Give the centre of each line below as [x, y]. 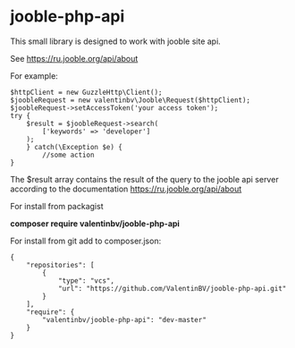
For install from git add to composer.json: [86, 241]
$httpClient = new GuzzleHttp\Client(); [87, 92]
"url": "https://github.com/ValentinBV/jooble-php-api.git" [172, 288]
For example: [34, 76]
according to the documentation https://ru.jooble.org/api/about [126, 189]
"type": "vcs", [86, 280]
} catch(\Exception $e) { [75, 147]
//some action [68, 155]
